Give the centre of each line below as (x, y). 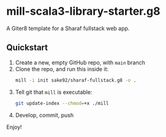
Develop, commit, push (44, 115)
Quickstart (27, 48)
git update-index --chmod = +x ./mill (62, 103)
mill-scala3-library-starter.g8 (83, 11)
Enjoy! (14, 127)
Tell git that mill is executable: (54, 92)
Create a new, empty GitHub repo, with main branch (80, 62)
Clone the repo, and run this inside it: (62, 69)
